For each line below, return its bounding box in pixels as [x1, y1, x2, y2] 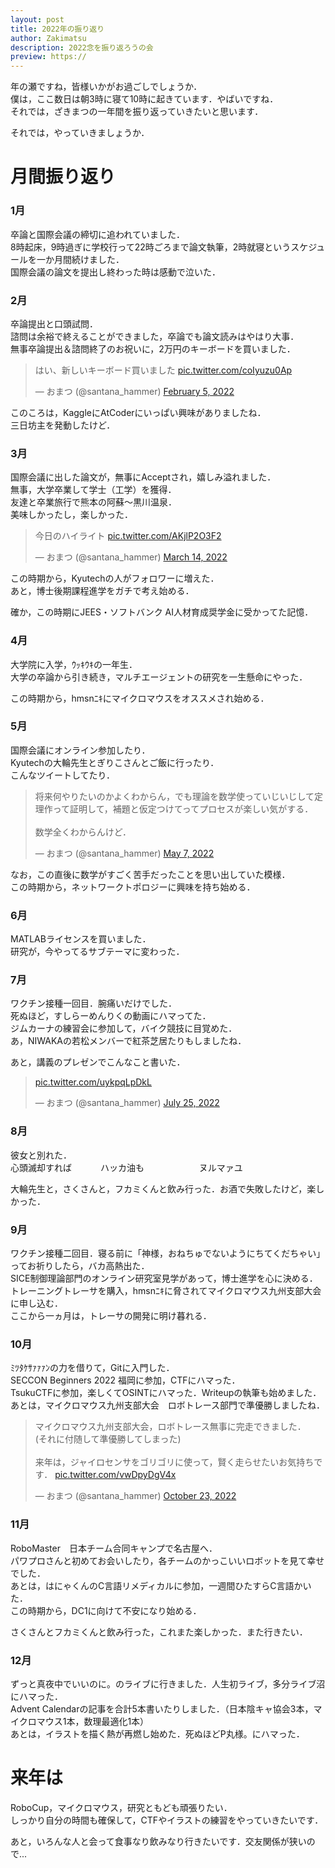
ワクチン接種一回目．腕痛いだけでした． [10, 997, 177, 1010]
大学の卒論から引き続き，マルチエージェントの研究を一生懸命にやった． [10, 671, 308, 683]
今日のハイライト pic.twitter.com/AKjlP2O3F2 [34, 530, 222, 542]
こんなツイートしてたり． [10, 769, 116, 781]
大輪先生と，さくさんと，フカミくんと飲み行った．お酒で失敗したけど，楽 [10, 1182, 317, 1195]
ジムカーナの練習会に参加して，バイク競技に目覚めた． [10, 1022, 238, 1035]
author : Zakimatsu [10, 33, 87, 43]
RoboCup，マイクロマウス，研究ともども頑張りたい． [10, 1801, 233, 1813]
